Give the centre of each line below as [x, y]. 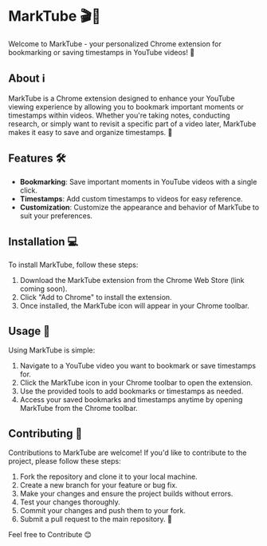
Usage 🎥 [29, 331]
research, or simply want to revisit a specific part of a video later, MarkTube [132, 124]
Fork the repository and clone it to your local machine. [108, 476]
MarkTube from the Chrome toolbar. [79, 409]
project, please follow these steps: [65, 461]
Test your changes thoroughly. [70, 502]
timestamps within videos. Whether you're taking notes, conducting [119, 115]
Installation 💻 [43, 241]
